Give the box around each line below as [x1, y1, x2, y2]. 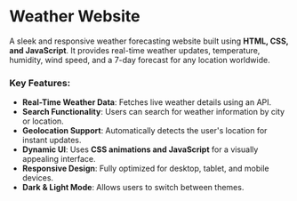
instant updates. [21, 135, 82, 146]
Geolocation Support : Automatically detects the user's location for [21, 125, 268, 136]
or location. [21, 116, 64, 126]
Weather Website [9, 6, 140, 27]
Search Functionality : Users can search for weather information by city [21, 107, 285, 117]
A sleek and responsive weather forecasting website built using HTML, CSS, [9, 36, 289, 46]
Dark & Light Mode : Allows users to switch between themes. [21, 182, 245, 193]
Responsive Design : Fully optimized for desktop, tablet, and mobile [21, 163, 269, 174]
